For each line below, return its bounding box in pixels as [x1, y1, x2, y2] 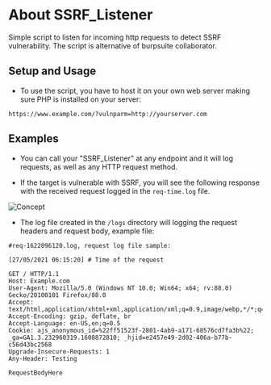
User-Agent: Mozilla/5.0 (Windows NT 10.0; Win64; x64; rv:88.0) [8, 284, 232, 292]
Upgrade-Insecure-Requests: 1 [8, 347, 110, 356]
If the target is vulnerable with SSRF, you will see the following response [19, 178, 261, 187]
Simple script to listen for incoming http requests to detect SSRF [8, 32, 222, 42]
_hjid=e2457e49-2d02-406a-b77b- [123, 333, 232, 341]
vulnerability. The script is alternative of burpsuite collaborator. [8, 40, 218, 50]
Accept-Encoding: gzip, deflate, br [8, 312, 131, 320]
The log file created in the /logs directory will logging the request [19, 217, 238, 227]
